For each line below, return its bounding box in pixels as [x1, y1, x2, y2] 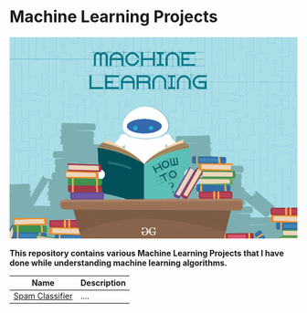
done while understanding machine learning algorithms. [9, 257, 228, 268]
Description [80, 277, 126, 288]
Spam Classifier [13, 290, 73, 302]
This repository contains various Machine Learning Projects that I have [9, 247, 285, 258]
